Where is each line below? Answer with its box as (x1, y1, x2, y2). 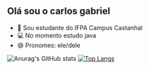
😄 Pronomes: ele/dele (16, 41, 81, 49)
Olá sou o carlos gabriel (7, 5, 111, 17)
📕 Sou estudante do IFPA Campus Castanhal (16, 23, 143, 31)
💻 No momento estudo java (16, 31, 97, 40)
